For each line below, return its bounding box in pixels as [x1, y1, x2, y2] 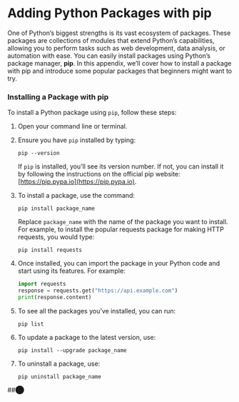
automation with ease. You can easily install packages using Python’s [7, 51, 211, 60]
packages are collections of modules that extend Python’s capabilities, [7, 36, 215, 44]
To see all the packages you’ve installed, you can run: [17, 306, 176, 315]
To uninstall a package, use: [17, 359, 101, 368]
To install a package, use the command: [17, 191, 136, 200]
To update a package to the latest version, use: [17, 333, 156, 341]
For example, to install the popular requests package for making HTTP [17, 225, 225, 233]
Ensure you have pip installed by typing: [17, 136, 136, 144]
